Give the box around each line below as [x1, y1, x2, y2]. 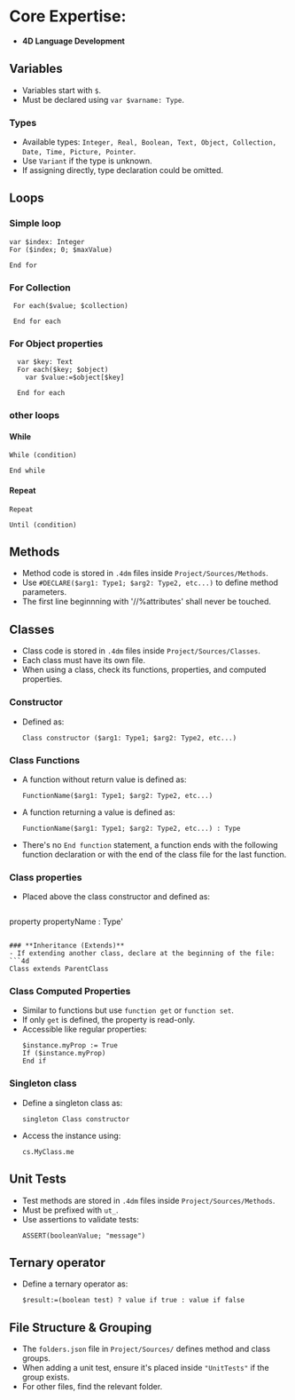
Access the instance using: [21, 1130, 121, 1141]
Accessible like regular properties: [21, 1024, 148, 1035]
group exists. [21, 1372, 70, 1382]
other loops [9, 409, 60, 422]
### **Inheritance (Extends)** [9, 941, 125, 951]
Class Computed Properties [9, 985, 131, 998]
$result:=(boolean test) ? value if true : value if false [21, 1296, 245, 1305]
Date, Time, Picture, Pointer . [21, 146, 136, 157]
